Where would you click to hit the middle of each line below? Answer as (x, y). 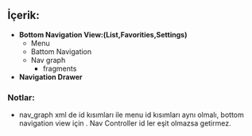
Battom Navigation (61, 51)
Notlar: (21, 97)
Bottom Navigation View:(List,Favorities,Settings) (103, 34)
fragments (60, 68)
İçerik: (24, 16)
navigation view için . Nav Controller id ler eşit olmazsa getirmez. (125, 123)
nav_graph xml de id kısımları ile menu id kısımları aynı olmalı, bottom (131, 115)
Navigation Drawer (50, 76)
